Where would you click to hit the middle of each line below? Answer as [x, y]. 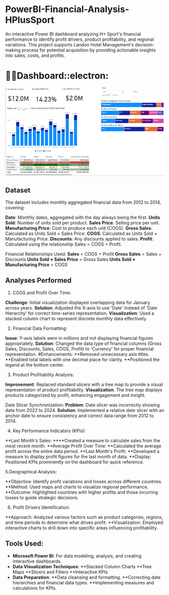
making [13, 50]
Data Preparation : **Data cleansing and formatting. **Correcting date [87, 577]
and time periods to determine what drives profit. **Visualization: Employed [84, 522]
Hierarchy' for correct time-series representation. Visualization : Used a [80, 313]
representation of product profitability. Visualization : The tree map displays [84, 390]
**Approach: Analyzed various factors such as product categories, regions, [84, 517]
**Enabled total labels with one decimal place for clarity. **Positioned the [82, 360]
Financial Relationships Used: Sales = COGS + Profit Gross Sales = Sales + [83, 254]
